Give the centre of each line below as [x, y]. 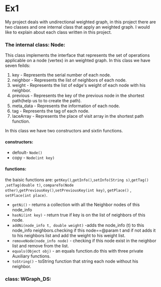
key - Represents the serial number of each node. [61, 75]
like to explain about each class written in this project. [59, 32]
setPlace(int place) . [26, 195]
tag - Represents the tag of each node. [51, 111]
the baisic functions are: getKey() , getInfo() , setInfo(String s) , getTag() [77, 179]
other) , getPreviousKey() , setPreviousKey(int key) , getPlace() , [68, 190]
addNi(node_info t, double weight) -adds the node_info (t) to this [78, 225]
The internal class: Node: [35, 45]
